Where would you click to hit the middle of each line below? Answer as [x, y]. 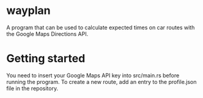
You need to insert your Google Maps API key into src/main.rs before [93, 75]
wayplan [28, 11]
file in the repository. [32, 88]
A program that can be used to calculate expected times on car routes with [101, 27]
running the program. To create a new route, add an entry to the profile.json [102, 82]
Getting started [46, 59]
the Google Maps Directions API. [47, 33]
